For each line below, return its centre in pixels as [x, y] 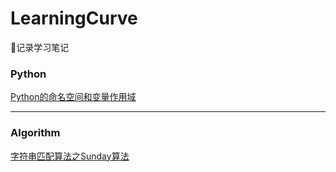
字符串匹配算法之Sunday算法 [70, 156]
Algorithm [35, 133]
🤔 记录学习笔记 [40, 47]
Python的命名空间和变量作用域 [73, 97]
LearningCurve [74, 18]
